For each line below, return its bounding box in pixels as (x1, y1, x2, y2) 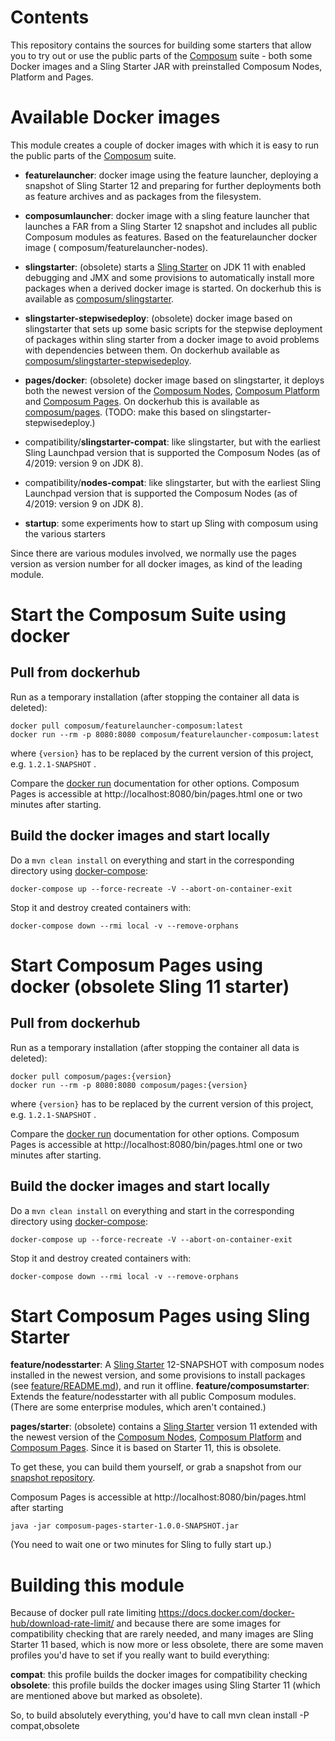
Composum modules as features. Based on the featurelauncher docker (24, 231, 318, 243)
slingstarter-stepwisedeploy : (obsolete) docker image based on (24, 312, 293, 324)
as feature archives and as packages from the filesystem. (24, 190, 262, 202)
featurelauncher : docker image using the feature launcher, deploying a (24, 169, 319, 181)
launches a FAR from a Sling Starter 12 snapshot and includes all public (24, 220, 318, 232)
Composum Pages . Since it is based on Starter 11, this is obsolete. (10, 1442, 282, 1454)
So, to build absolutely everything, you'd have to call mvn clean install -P (10, 1709, 310, 1721)
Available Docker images (10, 106, 221, 129)
